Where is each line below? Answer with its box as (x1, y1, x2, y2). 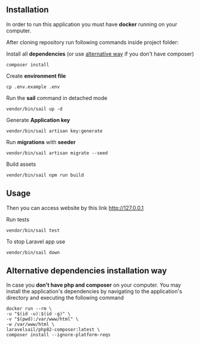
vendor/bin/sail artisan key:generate (6, 128, 103, 134)
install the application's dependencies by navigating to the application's (6, 288, 183, 295)
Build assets (6, 160, 36, 168)
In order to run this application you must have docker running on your (6, 20, 177, 28)
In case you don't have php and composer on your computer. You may (6, 281, 181, 289)
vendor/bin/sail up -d (6, 106, 63, 112)
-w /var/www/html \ (6, 321, 55, 328)
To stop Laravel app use (6, 238, 66, 245)
